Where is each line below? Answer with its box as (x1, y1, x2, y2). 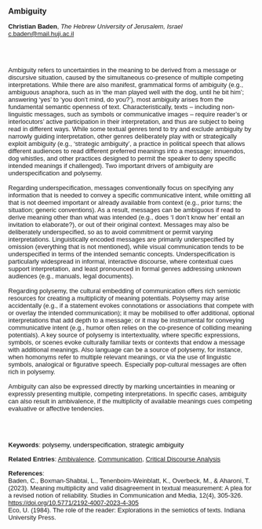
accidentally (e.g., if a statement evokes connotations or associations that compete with (8, 301, 254, 309)
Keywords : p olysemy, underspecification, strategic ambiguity (8, 441, 184, 449)
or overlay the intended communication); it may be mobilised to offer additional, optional (8, 309, 255, 317)
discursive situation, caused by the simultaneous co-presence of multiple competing (8, 74, 244, 82)
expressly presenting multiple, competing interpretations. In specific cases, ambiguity (8, 390, 247, 398)
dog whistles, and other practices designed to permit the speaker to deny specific (8, 155, 237, 162)
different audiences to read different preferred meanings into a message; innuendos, (8, 147, 246, 155)
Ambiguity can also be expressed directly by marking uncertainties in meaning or (8, 382, 235, 391)
